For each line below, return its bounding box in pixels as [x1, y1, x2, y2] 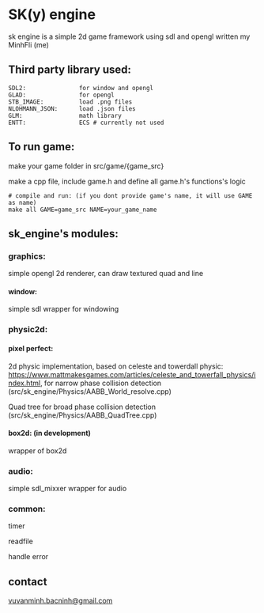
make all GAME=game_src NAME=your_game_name [8, 206, 157, 214]
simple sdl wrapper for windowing [8, 305, 119, 314]
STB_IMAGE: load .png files [8, 97, 133, 106]
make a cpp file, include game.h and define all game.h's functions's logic [8, 176, 247, 186]
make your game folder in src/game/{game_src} [8, 161, 164, 171]
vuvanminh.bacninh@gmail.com [8, 596, 113, 606]
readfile [8, 536, 33, 547]
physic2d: [8, 324, 48, 335]
